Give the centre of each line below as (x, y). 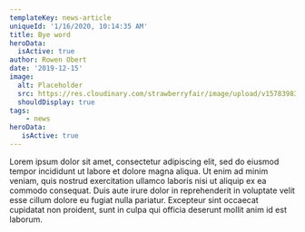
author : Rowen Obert (49, 60)
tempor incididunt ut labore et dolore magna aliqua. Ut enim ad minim (139, 171)
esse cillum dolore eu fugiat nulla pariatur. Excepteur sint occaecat (134, 199)
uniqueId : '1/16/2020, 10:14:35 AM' (79, 26)
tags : (20, 111)
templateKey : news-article (60, 18)
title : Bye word (40, 34)
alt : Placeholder (50, 85)
